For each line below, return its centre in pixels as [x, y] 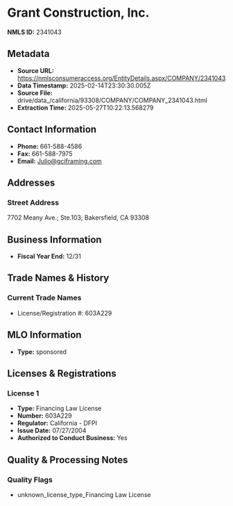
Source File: [35, 92]
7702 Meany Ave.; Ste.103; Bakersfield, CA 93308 [78, 218]
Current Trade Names [44, 298]
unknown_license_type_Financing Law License [84, 494]
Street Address [33, 202]
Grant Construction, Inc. [78, 13]
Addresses [31, 182]
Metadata [28, 54]
